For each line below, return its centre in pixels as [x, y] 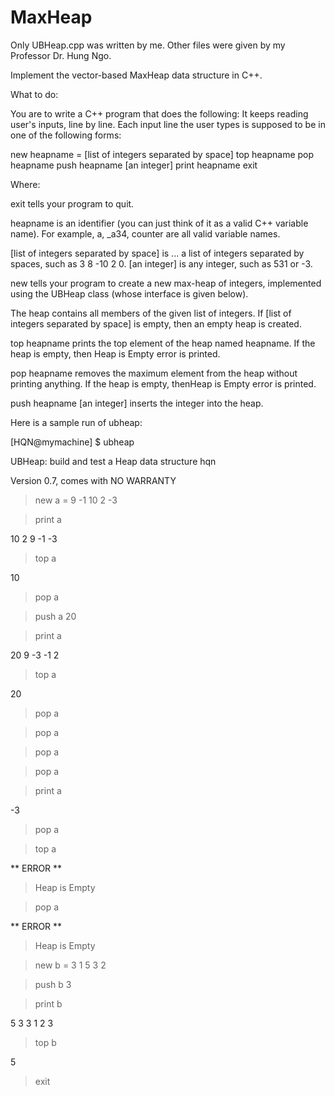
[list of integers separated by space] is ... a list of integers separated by [157, 253]
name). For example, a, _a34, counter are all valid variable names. [145, 233]
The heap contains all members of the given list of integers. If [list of [151, 313]
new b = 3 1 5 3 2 [70, 965]
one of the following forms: [66, 135]
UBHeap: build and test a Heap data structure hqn [113, 461]
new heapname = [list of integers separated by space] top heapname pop [162, 154]
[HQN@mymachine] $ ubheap [72, 442]
